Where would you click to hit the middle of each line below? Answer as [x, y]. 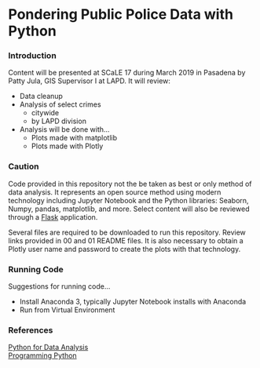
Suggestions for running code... [59, 286]
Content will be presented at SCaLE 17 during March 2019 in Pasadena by [127, 73]
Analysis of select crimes [60, 104]
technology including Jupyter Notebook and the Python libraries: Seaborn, [128, 200]
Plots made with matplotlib [74, 138]
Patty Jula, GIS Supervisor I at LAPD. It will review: [90, 81]
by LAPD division [59, 121]
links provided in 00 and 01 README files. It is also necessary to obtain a [126, 240]
